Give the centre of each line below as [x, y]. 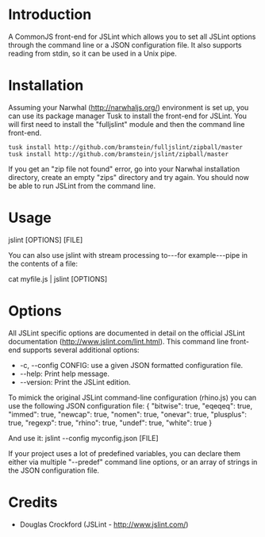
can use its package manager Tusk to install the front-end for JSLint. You [128, 116]
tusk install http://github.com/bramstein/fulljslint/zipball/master [126, 147]
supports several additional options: [81, 350]
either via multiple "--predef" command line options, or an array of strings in [133, 462]
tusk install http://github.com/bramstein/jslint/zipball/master [118, 154]
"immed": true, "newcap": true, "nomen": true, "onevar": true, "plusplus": [128, 414]
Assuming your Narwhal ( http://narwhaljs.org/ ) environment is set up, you [129, 107]
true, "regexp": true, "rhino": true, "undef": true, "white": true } [110, 423]
